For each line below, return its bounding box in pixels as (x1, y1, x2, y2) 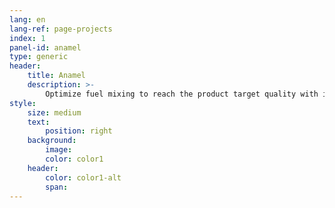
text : (27, 117, 51, 127)
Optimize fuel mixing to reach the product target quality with (45, 89, 319, 99)
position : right (45, 126, 113, 136)
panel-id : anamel (9, 42, 82, 53)
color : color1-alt (45, 172, 122, 183)
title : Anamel (27, 71, 86, 81)
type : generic (9, 52, 69, 62)
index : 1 (9, 33, 46, 43)
